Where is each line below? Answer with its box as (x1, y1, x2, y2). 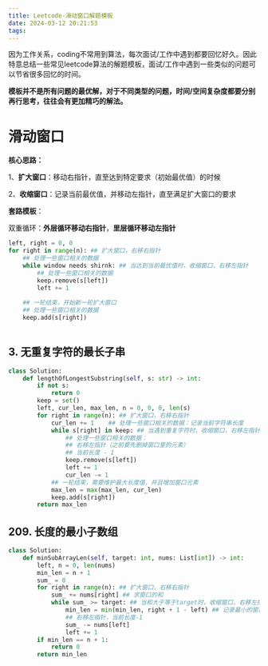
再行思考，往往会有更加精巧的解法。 (8, 97, 128, 106)
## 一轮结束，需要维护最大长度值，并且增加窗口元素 (50, 478, 199, 486)
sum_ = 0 (37, 576, 66, 584)
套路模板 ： (8, 206, 44, 216)
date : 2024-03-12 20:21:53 (8, 19, 98, 27)
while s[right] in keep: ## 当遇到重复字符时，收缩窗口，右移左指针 (50, 426, 261, 434)
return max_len (37, 500, 88, 508)
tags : (8, 26, 26, 34)
